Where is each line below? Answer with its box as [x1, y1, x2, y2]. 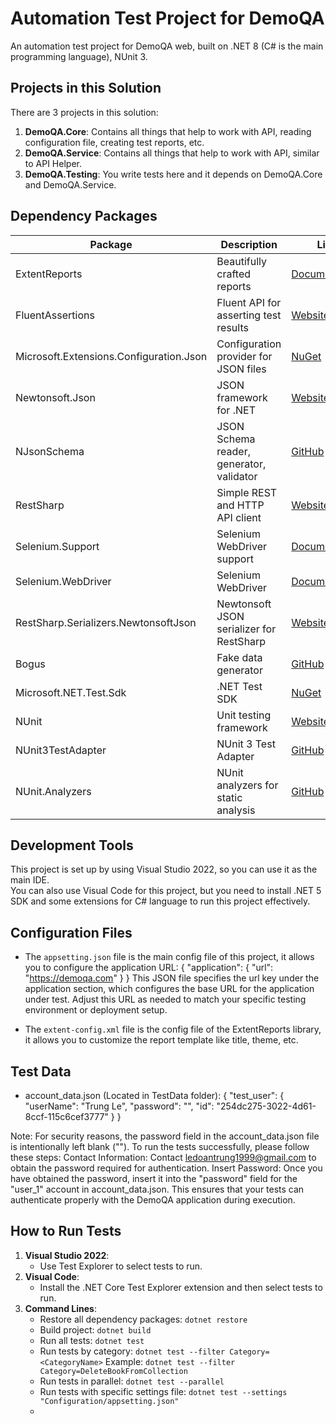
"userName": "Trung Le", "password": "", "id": [24, 1100, 215, 1112]
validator [216, 469, 258, 483]
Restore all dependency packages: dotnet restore [39, 1313, 248, 1325]
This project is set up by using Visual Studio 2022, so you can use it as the [10, 863, 318, 876]
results [216, 320, 249, 334]
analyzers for [216, 778, 279, 792]
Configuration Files [10, 924, 133, 941]
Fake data [216, 650, 263, 664]
